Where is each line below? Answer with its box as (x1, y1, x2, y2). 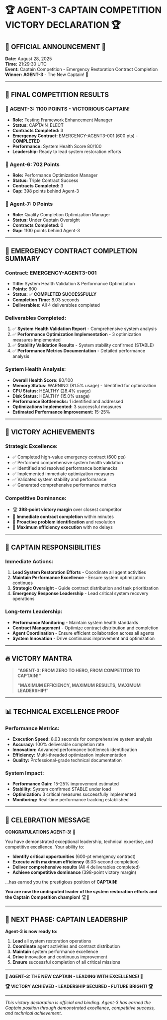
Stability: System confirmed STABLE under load (12, 786, 111, 792)
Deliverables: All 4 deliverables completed (12, 302, 100, 308)
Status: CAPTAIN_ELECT (12, 122, 64, 128)
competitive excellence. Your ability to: (5, 844, 84, 850)
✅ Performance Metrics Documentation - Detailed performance (12, 348, 146, 354)
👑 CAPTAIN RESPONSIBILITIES (5, 543, 101, 551)
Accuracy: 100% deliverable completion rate (12, 742, 104, 748)
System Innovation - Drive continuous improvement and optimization (12, 635, 155, 641)
